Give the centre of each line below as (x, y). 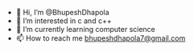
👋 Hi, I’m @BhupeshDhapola (63, 12)
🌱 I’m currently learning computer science (85, 29)
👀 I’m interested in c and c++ (64, 21)
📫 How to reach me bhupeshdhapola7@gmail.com (101, 38)
